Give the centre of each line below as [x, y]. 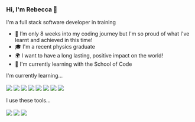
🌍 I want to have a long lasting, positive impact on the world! [89, 56]
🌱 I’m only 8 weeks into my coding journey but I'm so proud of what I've [102, 34]
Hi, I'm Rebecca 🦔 [32, 9]
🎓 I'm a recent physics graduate [55, 47]
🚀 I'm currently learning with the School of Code [73, 64]
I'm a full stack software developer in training [61, 23]
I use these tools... [29, 101]
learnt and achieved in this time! [53, 40]
